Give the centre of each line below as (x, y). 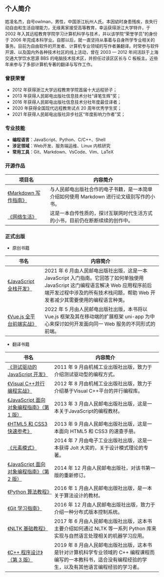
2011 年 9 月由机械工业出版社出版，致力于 (103, 367)
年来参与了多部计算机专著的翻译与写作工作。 (50, 64)
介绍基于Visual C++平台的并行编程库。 (98, 391)
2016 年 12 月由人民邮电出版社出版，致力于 (104, 505)
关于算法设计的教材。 (79, 496)
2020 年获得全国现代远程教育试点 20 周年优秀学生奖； (67, 108)
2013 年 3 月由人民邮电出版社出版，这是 (101, 404)
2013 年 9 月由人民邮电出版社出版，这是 (101, 424)
